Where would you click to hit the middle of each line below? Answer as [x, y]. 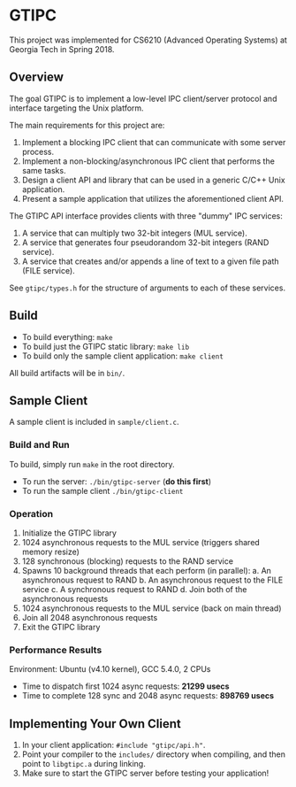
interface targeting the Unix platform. [76, 108]
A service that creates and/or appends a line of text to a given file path [151, 261]
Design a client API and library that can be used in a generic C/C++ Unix [153, 180]
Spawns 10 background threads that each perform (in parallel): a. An [147, 570]
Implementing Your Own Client [95, 724]
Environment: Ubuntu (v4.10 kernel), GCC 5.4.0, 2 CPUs [110, 669]
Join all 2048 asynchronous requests [90, 617]
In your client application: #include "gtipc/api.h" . [114, 745]
